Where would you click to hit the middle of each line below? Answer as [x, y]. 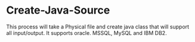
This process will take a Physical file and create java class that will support [98, 27]
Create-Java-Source [58, 10]
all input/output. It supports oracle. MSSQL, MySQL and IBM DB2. [86, 33]
